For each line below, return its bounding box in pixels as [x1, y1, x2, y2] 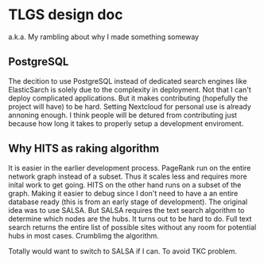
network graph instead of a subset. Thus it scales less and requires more [8, 171, 248, 181]
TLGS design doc [8, 6, 123, 24]
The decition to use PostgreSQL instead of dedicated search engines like [8, 76, 247, 85]
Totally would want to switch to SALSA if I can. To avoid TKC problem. [8, 246, 237, 256]
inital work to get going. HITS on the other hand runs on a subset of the [8, 179, 242, 189]
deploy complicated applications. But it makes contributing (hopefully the [8, 93, 248, 103]
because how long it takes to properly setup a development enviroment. [8, 118, 244, 128]
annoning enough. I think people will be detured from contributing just [8, 110, 237, 120]
